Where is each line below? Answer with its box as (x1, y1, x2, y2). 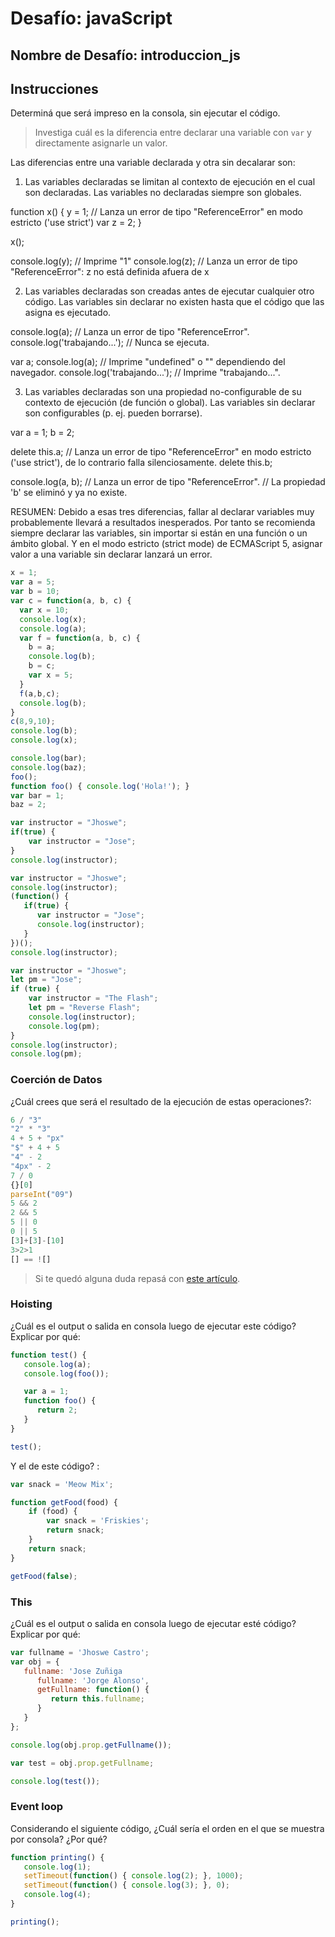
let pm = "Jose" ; (10, 975, 83, 985)
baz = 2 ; (10, 800, 47, 810)
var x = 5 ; (28, 670, 74, 681)
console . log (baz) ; (10, 762, 87, 772)
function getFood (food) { (10, 1497, 118, 1507)
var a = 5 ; (10, 577, 56, 587)
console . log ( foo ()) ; (23, 1368, 110, 1379)
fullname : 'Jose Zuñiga (23, 1666, 123, 1676)
